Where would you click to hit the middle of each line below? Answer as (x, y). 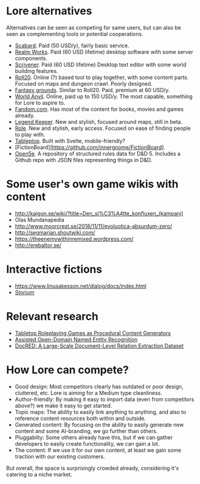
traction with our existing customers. (60, 456)
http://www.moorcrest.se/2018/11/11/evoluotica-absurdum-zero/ (93, 226)
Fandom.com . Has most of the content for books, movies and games (99, 109)
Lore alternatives (49, 11)
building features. (36, 71)
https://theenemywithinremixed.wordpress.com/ (74, 239)
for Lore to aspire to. (40, 102)
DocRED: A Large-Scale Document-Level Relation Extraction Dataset (99, 346)
